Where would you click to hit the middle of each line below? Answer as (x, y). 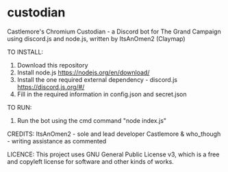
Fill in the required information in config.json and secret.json (102, 94)
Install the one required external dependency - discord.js (97, 79)
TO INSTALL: (25, 52)
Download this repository (52, 65)
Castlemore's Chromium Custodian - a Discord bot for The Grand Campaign (114, 31)
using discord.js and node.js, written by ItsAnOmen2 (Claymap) (97, 38)
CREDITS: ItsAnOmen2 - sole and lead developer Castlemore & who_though (114, 134)
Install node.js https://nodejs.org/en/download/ (83, 72)
